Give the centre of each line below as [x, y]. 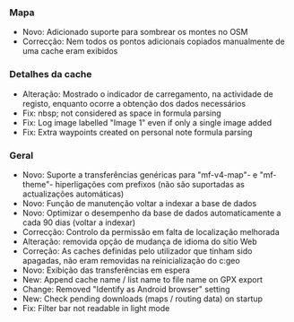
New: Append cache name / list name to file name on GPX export [142, 279]
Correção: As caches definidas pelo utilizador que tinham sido [137, 251]
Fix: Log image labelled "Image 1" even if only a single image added [147, 122]
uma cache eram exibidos [70, 51]
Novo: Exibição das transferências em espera [106, 270]
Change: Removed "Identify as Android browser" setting [126, 289]
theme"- [38, 184]
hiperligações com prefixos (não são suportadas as [150, 184]
